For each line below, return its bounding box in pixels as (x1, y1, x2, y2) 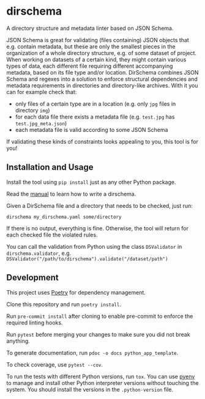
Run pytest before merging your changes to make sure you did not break (6, 331, 191, 338)
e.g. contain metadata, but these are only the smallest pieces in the (6, 43, 176, 50)
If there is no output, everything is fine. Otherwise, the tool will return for (6, 224, 188, 232)
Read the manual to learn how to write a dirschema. (6, 190, 136, 197)
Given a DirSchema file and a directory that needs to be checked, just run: (6, 202, 193, 209)
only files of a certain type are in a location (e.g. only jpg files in (15, 100, 176, 108)
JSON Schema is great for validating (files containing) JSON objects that (6, 36, 190, 43)
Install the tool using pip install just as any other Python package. (6, 178, 176, 186)
